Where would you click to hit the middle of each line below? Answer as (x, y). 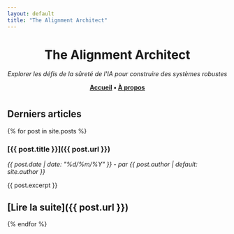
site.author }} (26, 172)
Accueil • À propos (117, 87)
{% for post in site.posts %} (47, 131)
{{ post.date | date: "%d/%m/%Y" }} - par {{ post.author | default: (102, 164)
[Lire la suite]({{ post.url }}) (68, 207)
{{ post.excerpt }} (32, 185)
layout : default (31, 14)
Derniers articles (44, 114)
